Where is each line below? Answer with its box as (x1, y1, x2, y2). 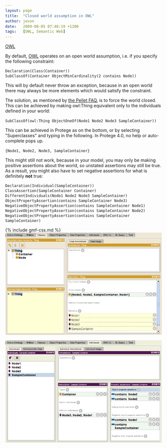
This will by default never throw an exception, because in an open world (5, 82, 153, 88)
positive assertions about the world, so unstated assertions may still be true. (5, 163, 162, 169)
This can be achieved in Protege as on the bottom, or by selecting (5, 127, 140, 133)
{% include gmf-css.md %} (5, 227, 61, 233)
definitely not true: (5, 173, 43, 179)
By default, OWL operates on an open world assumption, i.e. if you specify (5, 53, 158, 59)
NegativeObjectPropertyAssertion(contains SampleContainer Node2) (5, 209, 146, 214)
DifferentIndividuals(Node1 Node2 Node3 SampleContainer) (5, 194, 128, 199)
